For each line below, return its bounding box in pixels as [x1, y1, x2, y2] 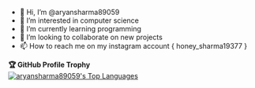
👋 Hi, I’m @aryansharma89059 [19, 8, 120, 16]
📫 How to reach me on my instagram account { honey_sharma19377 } [19, 42, 248, 50]
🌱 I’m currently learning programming [19, 24, 142, 33]
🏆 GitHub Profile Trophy [8, 60, 91, 69]
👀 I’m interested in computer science [19, 16, 140, 25]
